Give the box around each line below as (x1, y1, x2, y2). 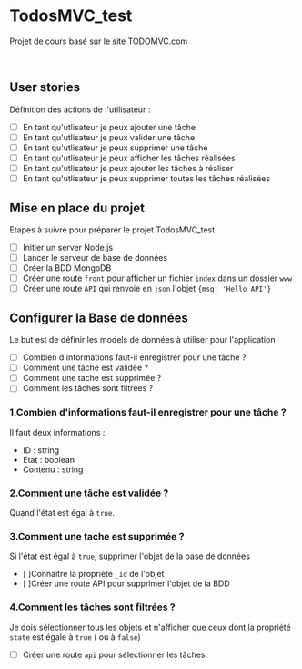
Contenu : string (22, 464, 84, 475)
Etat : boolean (22, 454, 75, 465)
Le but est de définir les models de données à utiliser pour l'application (9, 334, 276, 345)
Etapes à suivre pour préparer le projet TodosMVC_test (9, 224, 216, 235)
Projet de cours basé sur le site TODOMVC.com (9, 36, 188, 46)
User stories (9, 79, 80, 96)
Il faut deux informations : (9, 427, 106, 437)
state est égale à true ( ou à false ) (9, 631, 141, 643)
